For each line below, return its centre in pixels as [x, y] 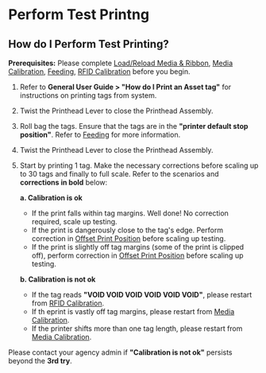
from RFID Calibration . [68, 303]
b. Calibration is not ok [58, 279]
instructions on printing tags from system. [88, 95]
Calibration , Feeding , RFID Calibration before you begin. [99, 72]
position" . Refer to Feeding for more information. [100, 134]
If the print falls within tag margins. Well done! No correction [130, 213]
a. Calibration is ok [51, 198]
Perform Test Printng [79, 15]
